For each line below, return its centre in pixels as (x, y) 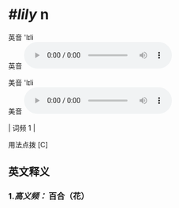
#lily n (29, 15)
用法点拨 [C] (28, 144)
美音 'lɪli (21, 82)
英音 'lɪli (21, 37)
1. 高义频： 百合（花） (48, 196)
